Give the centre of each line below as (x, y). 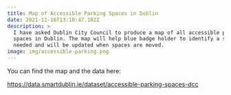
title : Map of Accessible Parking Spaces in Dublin (82, 13)
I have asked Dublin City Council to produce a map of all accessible (117, 32)
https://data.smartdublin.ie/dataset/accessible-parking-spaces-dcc (103, 84)
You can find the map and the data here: (64, 71)
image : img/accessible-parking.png (58, 52)
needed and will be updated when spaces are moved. (89, 45)
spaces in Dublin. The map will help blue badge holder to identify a (117, 39)
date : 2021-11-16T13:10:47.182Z (53, 20)
